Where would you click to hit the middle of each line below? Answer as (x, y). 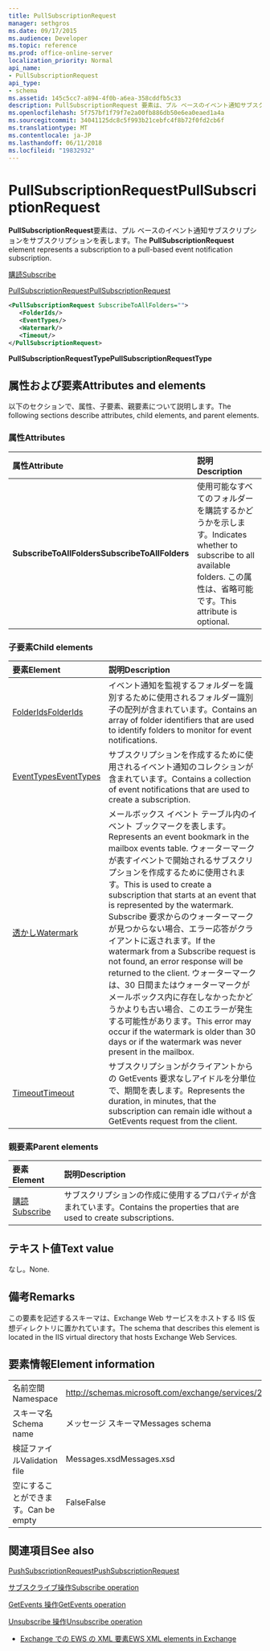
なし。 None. (29, 1269)
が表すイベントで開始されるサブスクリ (181, 860)
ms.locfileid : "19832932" (51, 150)
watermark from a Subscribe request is (182, 951)
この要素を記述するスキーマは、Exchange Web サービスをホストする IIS (127, 1318)
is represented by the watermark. (171, 905)
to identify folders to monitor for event (180, 730)
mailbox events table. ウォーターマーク (182, 848)
